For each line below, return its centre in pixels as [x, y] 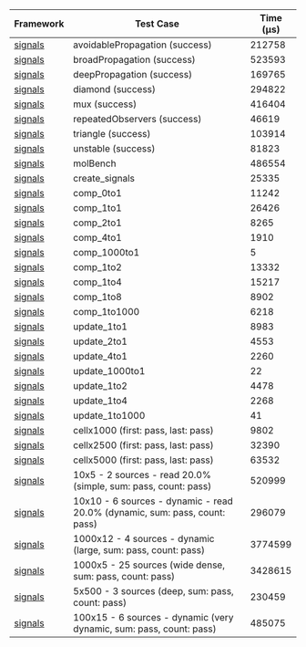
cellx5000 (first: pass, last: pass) [143, 460]
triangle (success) [112, 134]
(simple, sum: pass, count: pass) [142, 486]
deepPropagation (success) [133, 74]
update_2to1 [100, 341]
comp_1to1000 [106, 312]
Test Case [158, 24]
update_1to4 [100, 401]
